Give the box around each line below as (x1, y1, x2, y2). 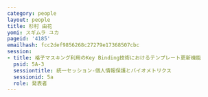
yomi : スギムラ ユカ (7, 29, 60, 36)
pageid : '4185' (7, 36, 51, 42)
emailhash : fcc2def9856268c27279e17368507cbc (7, 42, 139, 48)
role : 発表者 (13, 80, 47, 87)
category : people (7, 10, 57, 17)
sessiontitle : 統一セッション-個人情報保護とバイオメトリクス (13, 67, 172, 74)
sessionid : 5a (13, 73, 54, 81)
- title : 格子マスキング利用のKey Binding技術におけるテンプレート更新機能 (7, 55, 201, 61)
